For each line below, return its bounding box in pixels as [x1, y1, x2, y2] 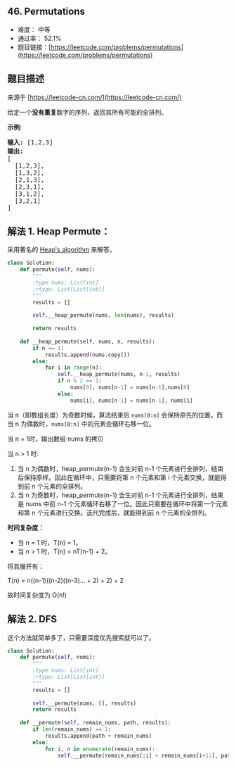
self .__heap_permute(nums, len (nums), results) [32, 312, 174, 319]
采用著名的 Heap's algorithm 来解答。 [7, 246, 116, 254]
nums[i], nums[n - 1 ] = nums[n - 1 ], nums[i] [70, 397, 193, 404]
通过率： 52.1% [17, 34, 62, 42]
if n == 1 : [32, 344, 65, 351]
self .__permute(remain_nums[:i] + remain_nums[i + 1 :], [57, 752, 218, 759]
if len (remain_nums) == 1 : [32, 726, 112, 733]
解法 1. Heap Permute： [7, 225, 111, 238]
